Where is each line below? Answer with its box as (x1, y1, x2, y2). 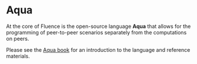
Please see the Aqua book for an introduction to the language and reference (6, 46, 191, 53)
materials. (6, 52, 31, 59)
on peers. (6, 35, 29, 42)
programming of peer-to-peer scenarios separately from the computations (6, 29, 187, 35)
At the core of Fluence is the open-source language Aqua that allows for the (6, 23, 191, 30)
